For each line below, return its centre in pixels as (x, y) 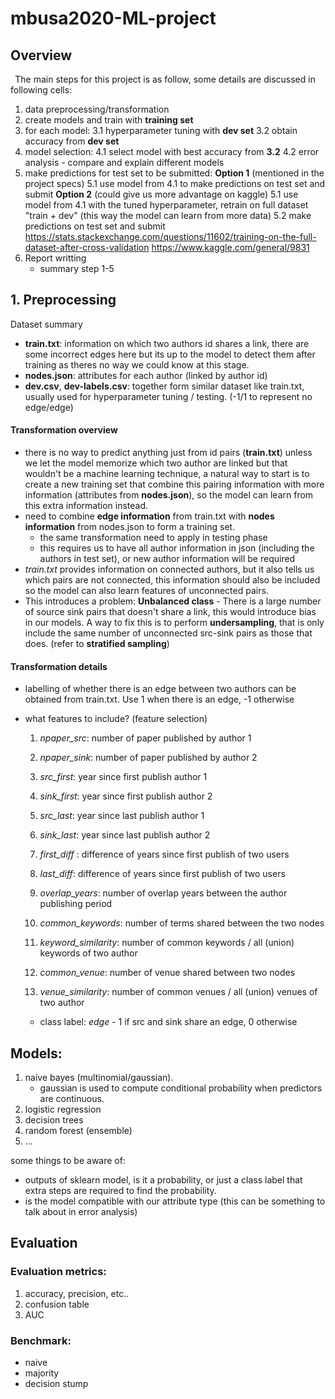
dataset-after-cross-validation (87, 247)
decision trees (54, 1120)
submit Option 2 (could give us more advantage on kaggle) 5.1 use (161, 194)
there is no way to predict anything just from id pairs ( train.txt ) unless (168, 453)
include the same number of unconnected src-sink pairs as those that (168, 633)
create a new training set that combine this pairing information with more (174, 484)
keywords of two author (88, 953)
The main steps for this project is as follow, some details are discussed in (165, 79)
